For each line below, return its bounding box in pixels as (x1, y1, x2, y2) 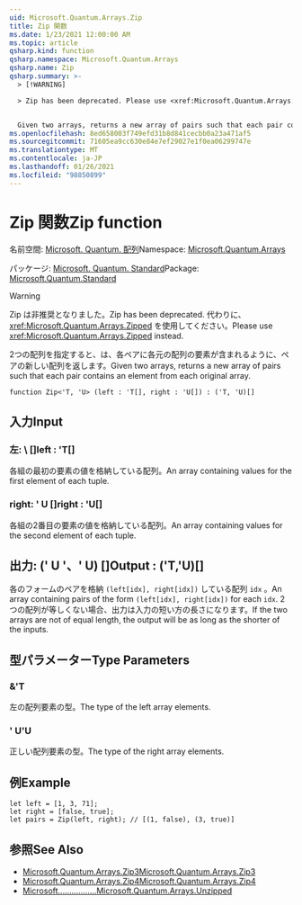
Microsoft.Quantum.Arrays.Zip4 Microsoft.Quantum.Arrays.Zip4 (22, 875, 256, 886)
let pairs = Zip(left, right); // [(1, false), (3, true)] (9, 815, 235, 824)
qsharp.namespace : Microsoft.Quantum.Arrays (9, 55, 179, 64)
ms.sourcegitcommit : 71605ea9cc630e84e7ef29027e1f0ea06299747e (9, 137, 252, 147)
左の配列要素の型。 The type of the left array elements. (9, 702, 211, 712)
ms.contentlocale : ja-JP (9, 154, 102, 163)
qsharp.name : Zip (9, 64, 75, 73)
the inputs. (9, 624, 49, 635)
